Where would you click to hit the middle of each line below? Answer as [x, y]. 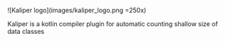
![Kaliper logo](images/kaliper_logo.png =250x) [77, 10]
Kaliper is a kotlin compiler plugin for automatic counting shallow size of [113, 24]
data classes [26, 31]
